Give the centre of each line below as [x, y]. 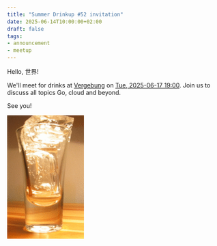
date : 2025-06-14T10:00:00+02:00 [55, 22]
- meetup [19, 51]
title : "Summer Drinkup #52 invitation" [66, 14]
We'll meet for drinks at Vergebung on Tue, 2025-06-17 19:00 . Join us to [109, 85]
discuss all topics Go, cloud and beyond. [64, 93]
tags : [15, 36]
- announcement [29, 43]
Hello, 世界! [23, 71]
